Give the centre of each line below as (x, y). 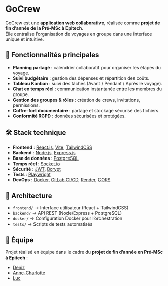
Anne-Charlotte (29, 273)
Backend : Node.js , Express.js (44, 152)
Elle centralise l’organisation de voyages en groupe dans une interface (79, 34)
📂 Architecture (29, 195)
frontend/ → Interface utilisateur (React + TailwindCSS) (71, 208)
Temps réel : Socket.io (36, 164)
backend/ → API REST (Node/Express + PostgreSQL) (67, 213)
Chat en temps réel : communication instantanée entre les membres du (87, 89)
